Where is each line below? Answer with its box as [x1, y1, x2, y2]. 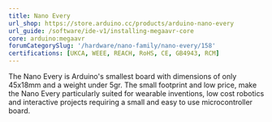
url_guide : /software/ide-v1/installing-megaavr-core [8, 27, 195, 35]
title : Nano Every [8, 11, 71, 20]
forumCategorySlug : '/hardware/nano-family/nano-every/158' [8, 42, 217, 50]
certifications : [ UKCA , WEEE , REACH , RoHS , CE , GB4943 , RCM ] [8, 49, 220, 57]
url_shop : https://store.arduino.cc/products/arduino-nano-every [8, 19, 234, 27]
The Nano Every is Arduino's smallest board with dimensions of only [8, 72, 237, 81]
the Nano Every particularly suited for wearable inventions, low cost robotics [8, 89, 265, 98]
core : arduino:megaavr [8, 34, 85, 43]
